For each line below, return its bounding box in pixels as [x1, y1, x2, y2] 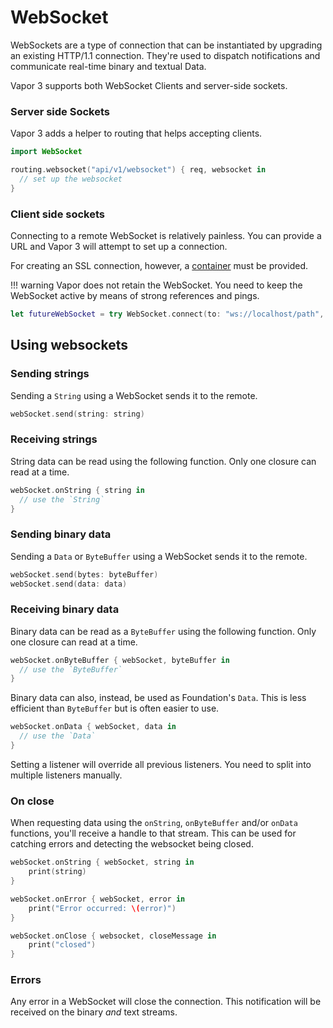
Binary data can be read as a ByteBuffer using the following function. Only [10, 625, 317, 637]
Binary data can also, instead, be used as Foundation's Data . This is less [10, 692, 307, 704]
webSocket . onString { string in [10, 485, 145, 495]
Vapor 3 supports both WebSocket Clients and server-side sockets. [10, 79, 288, 91]
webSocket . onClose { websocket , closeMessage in [10, 931, 217, 941]
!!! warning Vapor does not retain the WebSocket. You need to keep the [10, 279, 303, 291]
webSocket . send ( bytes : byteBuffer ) [10, 569, 159, 580]
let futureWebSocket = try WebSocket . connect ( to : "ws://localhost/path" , [10, 309, 325, 320]
